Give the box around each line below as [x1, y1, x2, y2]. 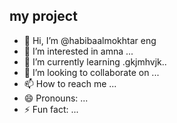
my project [9, 8, 78, 25]
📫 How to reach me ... [23, 77, 117, 89]
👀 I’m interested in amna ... [23, 45, 134, 57]
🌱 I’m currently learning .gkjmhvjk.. [23, 55, 167, 68]
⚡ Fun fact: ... [23, 103, 79, 115]
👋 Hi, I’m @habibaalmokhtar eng [23, 34, 157, 46]
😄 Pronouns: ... [23, 92, 89, 104]
